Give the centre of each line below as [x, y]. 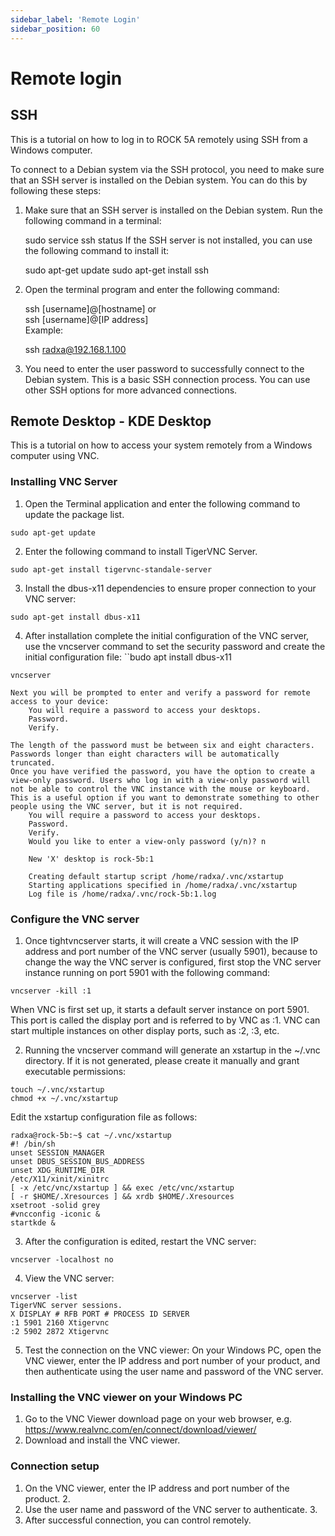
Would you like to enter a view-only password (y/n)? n [147, 841]
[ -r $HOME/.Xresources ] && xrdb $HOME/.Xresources [122, 1196]
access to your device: [60, 701]
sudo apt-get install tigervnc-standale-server [111, 569]
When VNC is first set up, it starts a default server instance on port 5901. [160, 1009]
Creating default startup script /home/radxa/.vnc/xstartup [156, 876]
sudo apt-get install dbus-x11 [75, 617]
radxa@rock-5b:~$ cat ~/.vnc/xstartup [91, 1135]
